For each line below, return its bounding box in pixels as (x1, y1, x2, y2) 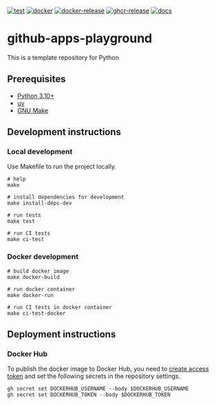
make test (7, 218, 36, 225)
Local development (7, 147, 73, 156)
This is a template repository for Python (7, 53, 119, 61)
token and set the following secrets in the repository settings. (7, 372, 181, 380)
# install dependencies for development (7, 194, 125, 201)
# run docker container (7, 286, 76, 293)
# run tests (7, 212, 41, 219)
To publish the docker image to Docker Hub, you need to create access (7, 365, 209, 373)
